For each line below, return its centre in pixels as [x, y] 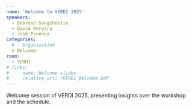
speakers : [19, 17]
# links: [17, 67]
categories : [21, 39]
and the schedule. [29, 102]
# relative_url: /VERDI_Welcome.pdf [58, 78]
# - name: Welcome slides [42, 73]
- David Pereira [32, 28]
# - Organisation [33, 45]
